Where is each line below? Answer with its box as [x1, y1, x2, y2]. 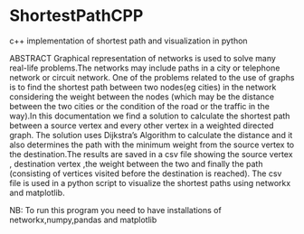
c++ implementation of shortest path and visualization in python [9, 35, 248, 46]
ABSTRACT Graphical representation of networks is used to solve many [9, 52, 276, 63]
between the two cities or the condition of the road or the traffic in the [9, 100, 270, 111]
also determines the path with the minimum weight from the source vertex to [9, 139, 295, 150]
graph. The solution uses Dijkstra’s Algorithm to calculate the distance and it [9, 129, 293, 140]
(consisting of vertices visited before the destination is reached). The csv [9, 168, 282, 179]
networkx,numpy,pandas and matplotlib [9, 214, 157, 225]
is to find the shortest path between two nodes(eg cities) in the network [9, 81, 277, 92]
